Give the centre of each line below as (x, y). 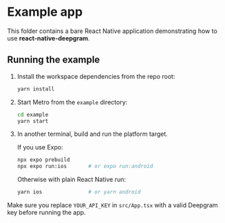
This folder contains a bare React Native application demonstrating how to (112, 31)
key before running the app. (46, 212)
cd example (33, 115)
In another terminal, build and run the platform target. (93, 134)
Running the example (54, 60)
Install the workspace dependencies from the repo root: (96, 76)
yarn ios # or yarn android (79, 192)
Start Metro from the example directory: (72, 102)
